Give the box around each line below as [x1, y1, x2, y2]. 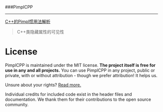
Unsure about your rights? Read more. [5, 82, 81, 88]
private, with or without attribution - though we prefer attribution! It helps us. [5, 72, 158, 78]
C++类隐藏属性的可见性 [16, 29, 65, 34]
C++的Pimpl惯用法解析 [5, 19, 51, 24]
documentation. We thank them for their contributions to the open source [5, 96, 151, 102]
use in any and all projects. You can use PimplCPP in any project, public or [5, 67, 155, 73]
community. [5, 101, 29, 107]
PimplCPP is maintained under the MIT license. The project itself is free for [5, 62, 156, 68]
